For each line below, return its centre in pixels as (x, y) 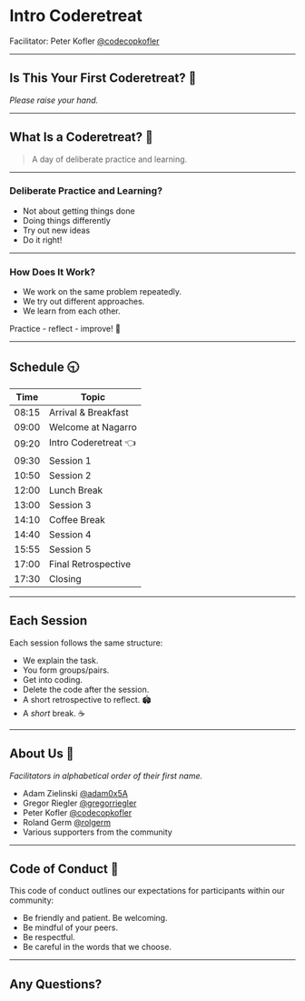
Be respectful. (49, 937)
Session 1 (70, 460)
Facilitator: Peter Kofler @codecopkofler (84, 41)
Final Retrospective (90, 564)
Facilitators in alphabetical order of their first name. (106, 776)
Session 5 (70, 549)
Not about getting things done (79, 211)
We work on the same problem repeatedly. (102, 292)
